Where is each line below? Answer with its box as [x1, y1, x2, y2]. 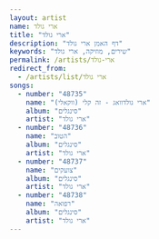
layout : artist [9, 13, 67, 23]
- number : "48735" [17, 89, 88, 98]
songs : [9, 81, 35, 90]
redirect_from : [9, 65, 67, 74]
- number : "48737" [17, 156, 88, 166]
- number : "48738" [17, 191, 88, 200]
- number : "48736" [17, 124, 88, 133]
